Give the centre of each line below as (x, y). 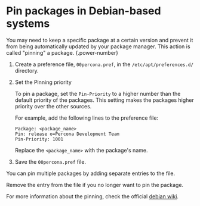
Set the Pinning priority (43, 82)
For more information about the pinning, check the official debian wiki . (93, 196)
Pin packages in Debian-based (84, 11)
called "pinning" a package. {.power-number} (62, 52)
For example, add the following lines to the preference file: (87, 118)
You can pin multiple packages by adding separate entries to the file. (91, 173)
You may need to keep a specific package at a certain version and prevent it (100, 40)
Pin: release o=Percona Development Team (67, 134)
